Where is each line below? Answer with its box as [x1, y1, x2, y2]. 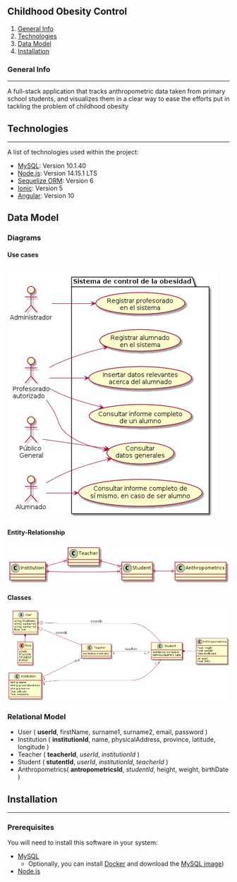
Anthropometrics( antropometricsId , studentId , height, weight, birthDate [17, 765, 229, 774]
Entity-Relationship [7, 528, 66, 537]
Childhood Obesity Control [7, 6, 128, 18]
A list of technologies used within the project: [7, 147, 139, 156]
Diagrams [7, 233, 42, 243]
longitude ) [17, 743, 49, 752]
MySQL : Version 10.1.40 [17, 161, 87, 170]
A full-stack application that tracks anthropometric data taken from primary [7, 87, 226, 96]
